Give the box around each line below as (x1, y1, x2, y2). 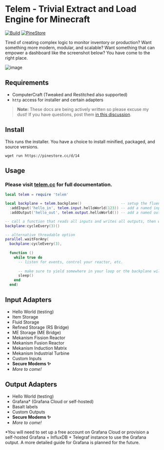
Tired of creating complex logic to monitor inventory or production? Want (5, 39, 152, 45)
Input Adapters (5, 296, 52, 304)
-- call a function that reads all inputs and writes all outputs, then (5, 219, 156, 224)
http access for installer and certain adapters (12, 97, 103, 103)
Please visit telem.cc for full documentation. (5, 181, 113, 188)
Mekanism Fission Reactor (12, 335, 65, 341)
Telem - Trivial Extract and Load (5, 3, 137, 15)
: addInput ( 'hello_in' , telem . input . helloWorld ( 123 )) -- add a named (9, 206, 152, 211)
